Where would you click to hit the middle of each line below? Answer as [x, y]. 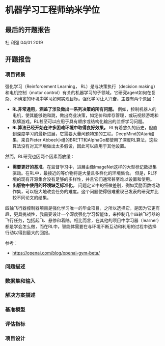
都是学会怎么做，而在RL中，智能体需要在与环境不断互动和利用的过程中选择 [81, 226]
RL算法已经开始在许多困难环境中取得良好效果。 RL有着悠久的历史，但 [82, 127]
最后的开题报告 [28, 30]
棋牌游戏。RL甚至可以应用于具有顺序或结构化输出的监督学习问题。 [79, 121]
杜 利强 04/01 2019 [24, 43]
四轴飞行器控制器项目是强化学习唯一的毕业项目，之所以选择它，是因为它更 [80, 208]
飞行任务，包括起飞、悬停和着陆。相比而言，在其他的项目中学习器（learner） [82, 220]
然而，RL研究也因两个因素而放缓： [40, 156]
